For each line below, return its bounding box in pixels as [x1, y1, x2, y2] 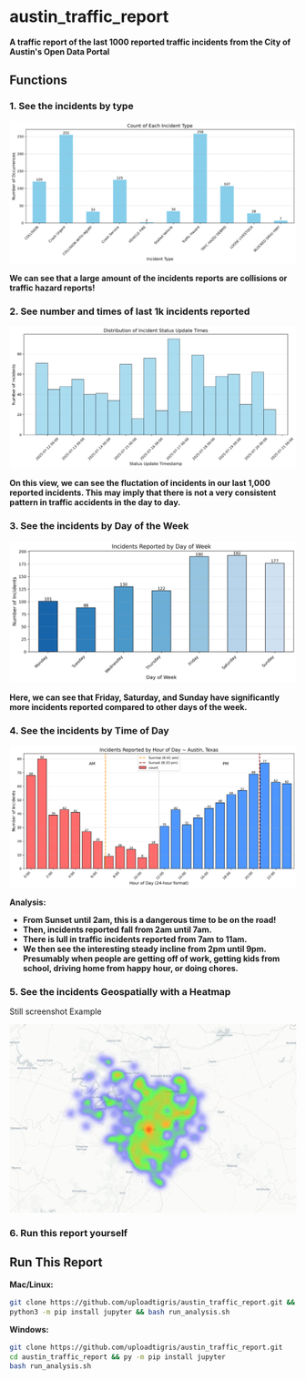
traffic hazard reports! [9, 282, 96, 293]
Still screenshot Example [9, 1006, 102, 1017]
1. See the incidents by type [9, 100, 134, 113]
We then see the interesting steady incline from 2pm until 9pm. [22, 943, 267, 954]
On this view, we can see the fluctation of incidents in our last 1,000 [9, 478, 270, 489]
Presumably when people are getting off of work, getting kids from [22, 953, 280, 964]
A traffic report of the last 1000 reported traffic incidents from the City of [9, 36, 291, 47]
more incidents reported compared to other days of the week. [9, 701, 248, 712]
